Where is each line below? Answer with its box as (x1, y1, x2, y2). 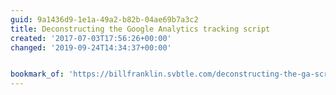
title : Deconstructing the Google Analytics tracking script (10, 24, 271, 34)
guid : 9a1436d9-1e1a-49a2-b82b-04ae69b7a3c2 (10, 14, 199, 25)
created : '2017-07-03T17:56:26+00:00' (10, 33, 172, 43)
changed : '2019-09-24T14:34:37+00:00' (10, 42, 172, 53)
